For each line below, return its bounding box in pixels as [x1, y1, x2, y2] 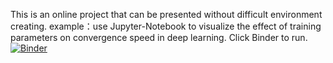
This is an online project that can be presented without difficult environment [10, 9, 323, 20]
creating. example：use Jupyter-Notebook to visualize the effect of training [10, 20, 322, 32]
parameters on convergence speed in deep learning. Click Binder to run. [10, 32, 308, 43]
